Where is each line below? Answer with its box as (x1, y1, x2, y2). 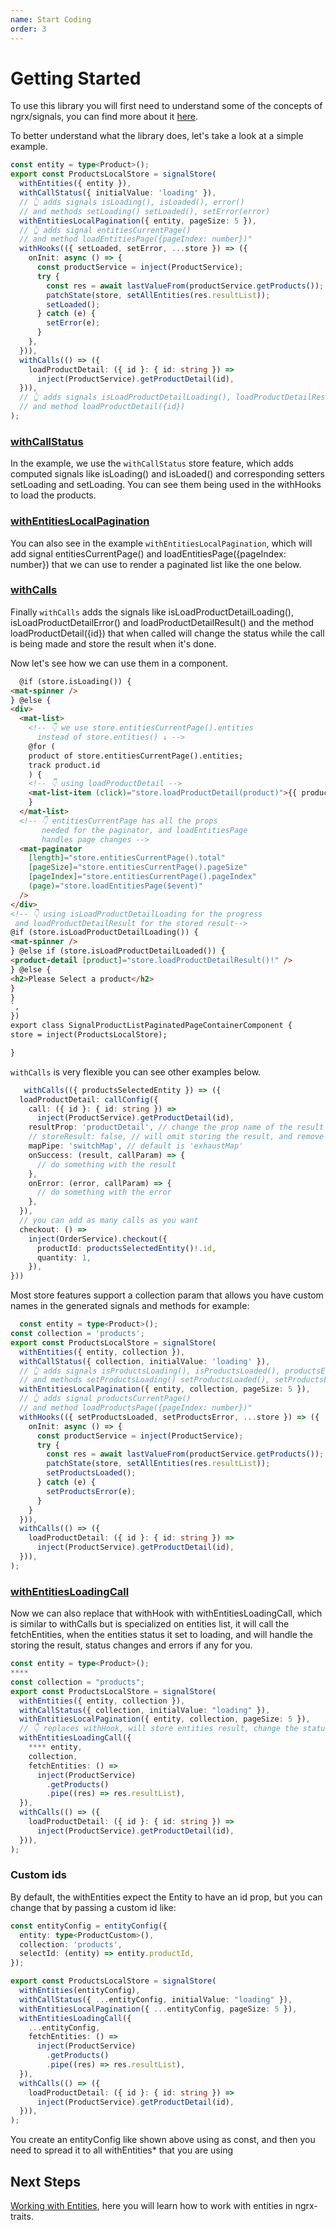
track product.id (28, 760, 101, 770)
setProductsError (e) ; (46, 1486, 137, 1496)
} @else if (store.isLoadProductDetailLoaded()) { (10, 946, 226, 956)
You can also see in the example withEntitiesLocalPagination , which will (10, 537, 313, 549)
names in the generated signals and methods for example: (10, 1300, 250, 1312)
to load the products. (10, 489, 97, 501)
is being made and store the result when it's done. (10, 637, 217, 650)
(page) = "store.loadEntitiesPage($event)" (28, 881, 203, 891)
